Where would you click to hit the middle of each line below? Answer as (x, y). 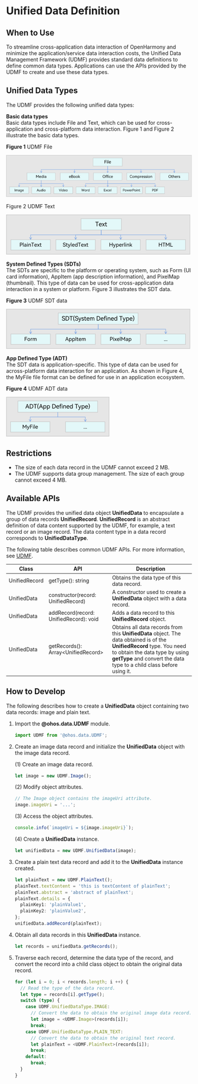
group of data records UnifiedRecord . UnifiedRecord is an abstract (88, 519)
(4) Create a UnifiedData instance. (57, 839)
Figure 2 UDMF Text (30, 207)
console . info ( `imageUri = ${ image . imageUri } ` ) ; (74, 828)
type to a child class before (145, 665)
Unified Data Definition (63, 11)
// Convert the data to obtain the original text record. (103, 1038)
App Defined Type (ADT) (37, 359)
